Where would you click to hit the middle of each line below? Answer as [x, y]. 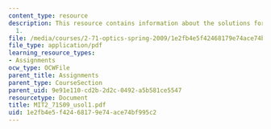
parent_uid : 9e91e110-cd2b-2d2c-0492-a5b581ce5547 [95, 90]
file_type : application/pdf [56, 46]
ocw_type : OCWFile [39, 68]
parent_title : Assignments [54, 75]
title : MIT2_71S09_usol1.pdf [57, 105]
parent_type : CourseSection [56, 83]
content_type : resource [48, 16]
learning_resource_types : [52, 53]
